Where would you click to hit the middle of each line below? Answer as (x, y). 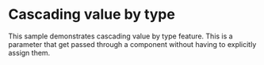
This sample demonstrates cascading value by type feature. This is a (121, 36)
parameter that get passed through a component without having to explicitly (132, 44)
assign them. (29, 52)
